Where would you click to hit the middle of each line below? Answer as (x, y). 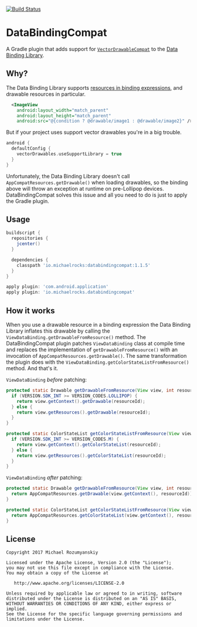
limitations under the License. (45, 619)
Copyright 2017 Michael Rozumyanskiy (52, 553)
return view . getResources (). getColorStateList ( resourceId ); (91, 455)
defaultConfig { (31, 149)
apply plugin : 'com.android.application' (57, 287)
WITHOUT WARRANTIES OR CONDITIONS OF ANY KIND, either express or (89, 604)
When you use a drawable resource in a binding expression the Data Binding (98, 325)
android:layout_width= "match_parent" (63, 110)
